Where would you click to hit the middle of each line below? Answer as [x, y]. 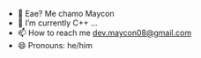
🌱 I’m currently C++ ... [58, 23]
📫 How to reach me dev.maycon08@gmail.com [104, 33]
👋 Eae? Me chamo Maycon [66, 14]
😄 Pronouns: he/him [55, 45]
